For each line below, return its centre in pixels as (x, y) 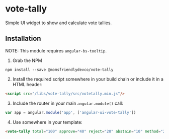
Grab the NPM (27, 60)
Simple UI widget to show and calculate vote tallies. (59, 23)
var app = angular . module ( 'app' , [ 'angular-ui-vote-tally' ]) (71, 112)
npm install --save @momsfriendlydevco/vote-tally (59, 69)
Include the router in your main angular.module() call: (68, 103)
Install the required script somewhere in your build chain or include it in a (88, 79)
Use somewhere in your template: (48, 122)
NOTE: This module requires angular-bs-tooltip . (56, 50)
